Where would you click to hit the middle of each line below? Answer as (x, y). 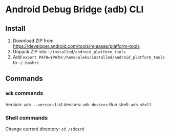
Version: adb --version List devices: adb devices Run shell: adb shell (79, 104)
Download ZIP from (33, 41)
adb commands (24, 93)
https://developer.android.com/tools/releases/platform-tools (76, 46)
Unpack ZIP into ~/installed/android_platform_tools (69, 52)
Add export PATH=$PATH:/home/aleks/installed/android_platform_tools (89, 57)
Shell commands (27, 118)
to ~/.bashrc (26, 62)
